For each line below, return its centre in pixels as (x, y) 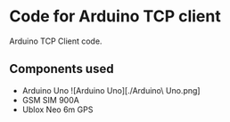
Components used (62, 69)
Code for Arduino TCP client (115, 16)
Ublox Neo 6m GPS (57, 110)
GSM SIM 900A (51, 100)
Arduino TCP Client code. (56, 41)
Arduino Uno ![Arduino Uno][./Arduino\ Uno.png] (111, 90)
